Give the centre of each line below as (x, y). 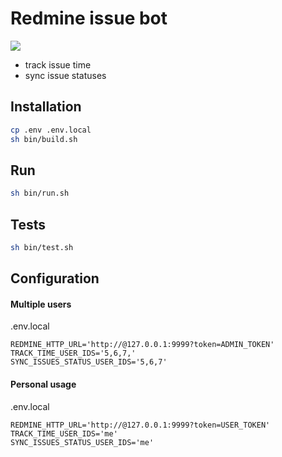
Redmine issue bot (89, 18)
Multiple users (41, 304)
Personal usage (43, 384)
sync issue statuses (65, 75)
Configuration (55, 278)
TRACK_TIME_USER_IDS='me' (64, 433)
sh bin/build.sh (44, 139)
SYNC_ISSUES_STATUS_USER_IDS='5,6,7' (89, 362)
